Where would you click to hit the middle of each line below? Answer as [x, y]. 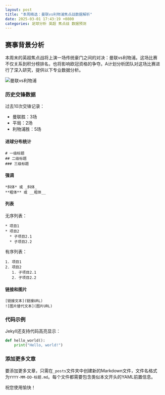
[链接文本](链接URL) [24, 301]
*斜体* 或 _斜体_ [21, 187]
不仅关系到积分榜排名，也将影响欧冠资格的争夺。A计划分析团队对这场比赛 [81, 64]
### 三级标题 [17, 164]
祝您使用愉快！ [20, 387]
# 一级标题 [15, 153]
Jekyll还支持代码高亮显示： [33, 331]
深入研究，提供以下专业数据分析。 [48, 70]
